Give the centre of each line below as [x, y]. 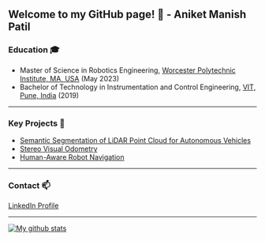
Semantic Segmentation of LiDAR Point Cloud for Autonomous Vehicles [135, 140]
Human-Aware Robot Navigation [72, 157]
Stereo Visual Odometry [58, 149]
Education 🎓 [34, 50]
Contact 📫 [29, 185]
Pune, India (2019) [49, 95]
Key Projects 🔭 [37, 123]
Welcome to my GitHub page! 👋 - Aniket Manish [127, 15]
